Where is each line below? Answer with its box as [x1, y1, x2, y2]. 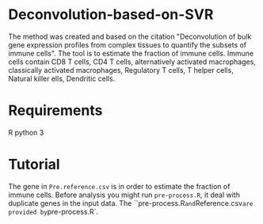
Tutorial [8, 156, 61, 173]
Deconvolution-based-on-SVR [8, 6, 214, 24]
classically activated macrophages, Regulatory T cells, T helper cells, [8, 65, 234, 74]
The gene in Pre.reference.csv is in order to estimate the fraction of [8, 181, 231, 191]
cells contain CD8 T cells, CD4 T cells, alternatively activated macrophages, [8, 57, 256, 66]
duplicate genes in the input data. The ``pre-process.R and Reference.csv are [8, 198, 253, 207]
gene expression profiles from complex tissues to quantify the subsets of [8, 40, 247, 49]
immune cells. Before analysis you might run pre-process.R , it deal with [8, 190, 240, 199]
